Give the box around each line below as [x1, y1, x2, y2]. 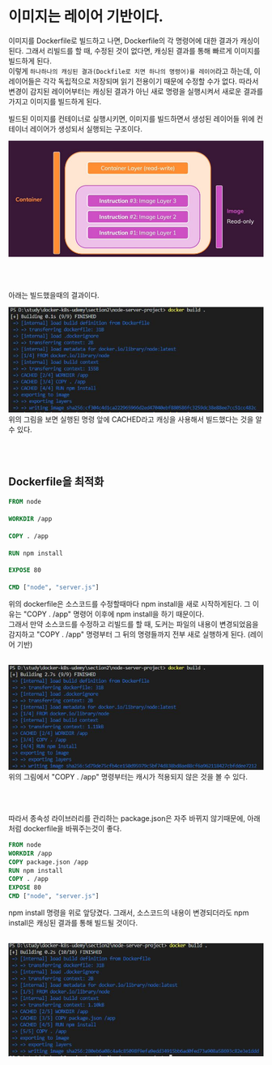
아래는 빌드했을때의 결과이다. [8, 290, 100, 300]
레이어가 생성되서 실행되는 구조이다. [29, 123, 143, 134]
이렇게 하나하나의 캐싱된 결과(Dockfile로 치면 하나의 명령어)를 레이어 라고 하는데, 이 [8, 66, 261, 75]
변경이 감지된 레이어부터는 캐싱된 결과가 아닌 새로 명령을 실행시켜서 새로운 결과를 [8, 86, 264, 96]
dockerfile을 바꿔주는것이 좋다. [23, 823, 122, 833]
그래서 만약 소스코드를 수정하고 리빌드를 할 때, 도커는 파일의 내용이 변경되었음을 [8, 620, 259, 629]
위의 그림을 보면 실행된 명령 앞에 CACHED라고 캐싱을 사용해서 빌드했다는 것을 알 [8, 414, 262, 424]
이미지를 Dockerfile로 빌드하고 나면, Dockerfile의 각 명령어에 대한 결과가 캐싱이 [8, 36, 261, 45]
